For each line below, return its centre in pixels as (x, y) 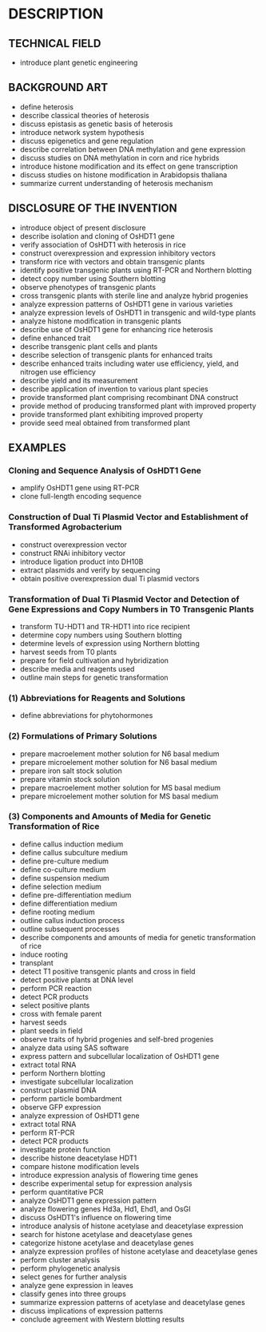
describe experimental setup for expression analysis (106, 1183)
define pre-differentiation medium (75, 894)
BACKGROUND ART (58, 87)
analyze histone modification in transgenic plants (101, 321)
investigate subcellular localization (77, 1081)
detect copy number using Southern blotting (93, 278)
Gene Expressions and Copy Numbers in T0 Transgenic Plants (131, 609)
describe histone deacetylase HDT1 (78, 1158)
